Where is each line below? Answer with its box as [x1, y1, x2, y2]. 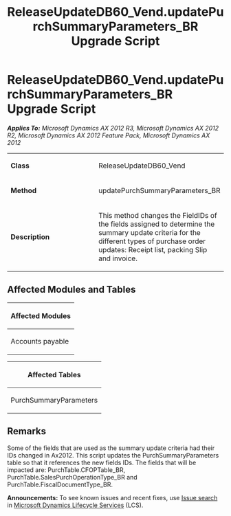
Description [10, 232, 50, 241]
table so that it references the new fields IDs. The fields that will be [7, 458, 197, 467]
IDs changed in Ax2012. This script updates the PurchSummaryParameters [7, 451, 219, 459]
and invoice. [98, 254, 137, 263]
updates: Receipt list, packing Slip [98, 245, 208, 254]
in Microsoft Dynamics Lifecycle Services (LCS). [7, 501, 144, 509]
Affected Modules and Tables [7, 284, 136, 295]
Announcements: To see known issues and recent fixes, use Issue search [7, 493, 218, 502]
